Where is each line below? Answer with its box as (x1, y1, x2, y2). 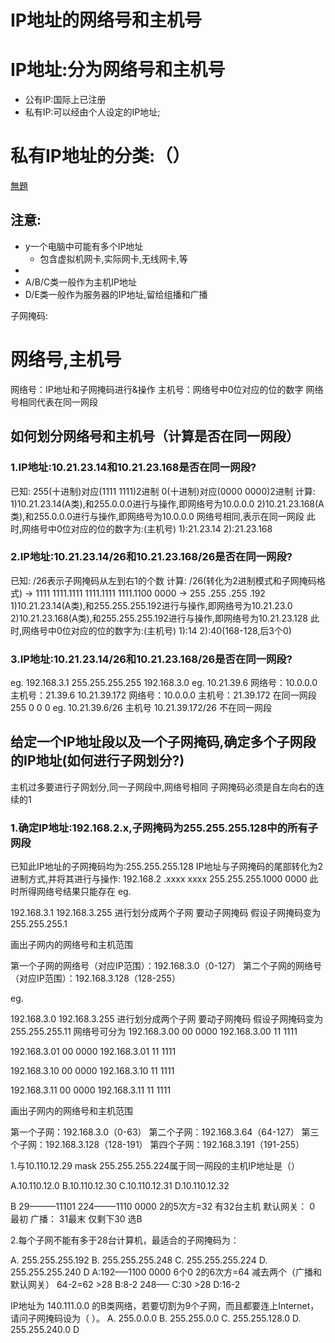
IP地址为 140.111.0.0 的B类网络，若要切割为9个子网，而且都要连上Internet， (10, 1300, 320, 1312)
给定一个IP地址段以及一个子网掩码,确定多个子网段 (10, 734, 317, 751)
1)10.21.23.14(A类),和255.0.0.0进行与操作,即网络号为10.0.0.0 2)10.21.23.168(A (10, 497, 325, 510)
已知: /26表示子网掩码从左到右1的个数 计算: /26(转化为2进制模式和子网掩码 (10, 574, 317, 586)
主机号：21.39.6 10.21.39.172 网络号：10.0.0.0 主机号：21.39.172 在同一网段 (10, 689, 317, 701)
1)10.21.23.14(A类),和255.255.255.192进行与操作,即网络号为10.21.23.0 (10, 599, 293, 611)
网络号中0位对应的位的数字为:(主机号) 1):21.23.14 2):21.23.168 (21, 522, 273, 535)
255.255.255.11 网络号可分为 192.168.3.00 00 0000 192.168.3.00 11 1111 (10, 1026, 298, 1038)
